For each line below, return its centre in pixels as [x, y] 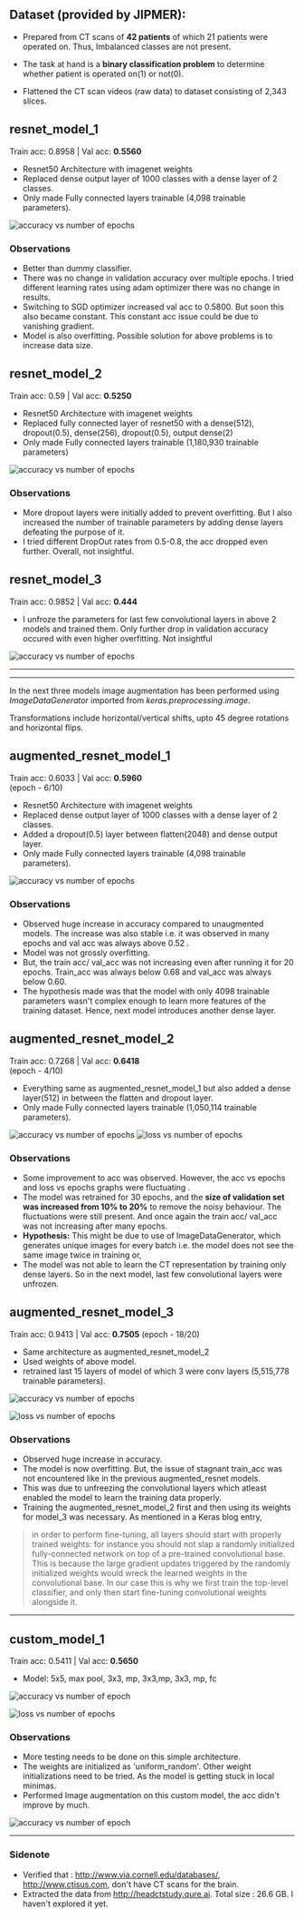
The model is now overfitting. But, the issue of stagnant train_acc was [152, 1469]
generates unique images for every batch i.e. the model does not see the [158, 1246]
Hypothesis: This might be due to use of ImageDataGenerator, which [152, 1236]
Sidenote [29, 1854]
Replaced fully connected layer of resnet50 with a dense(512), [138, 423]
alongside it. [54, 1602]
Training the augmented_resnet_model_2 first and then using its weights [157, 1507]
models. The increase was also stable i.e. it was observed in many [146, 933]
